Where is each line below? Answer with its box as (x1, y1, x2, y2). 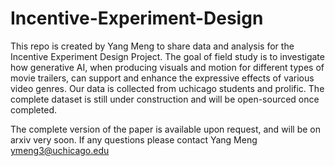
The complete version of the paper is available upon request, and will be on (10, 123, 322, 135)
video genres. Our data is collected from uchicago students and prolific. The (10, 82, 325, 94)
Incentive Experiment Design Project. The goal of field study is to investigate (10, 50, 325, 62)
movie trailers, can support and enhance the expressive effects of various (10, 72, 315, 84)
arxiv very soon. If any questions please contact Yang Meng (10, 133, 258, 146)
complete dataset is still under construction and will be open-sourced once (10, 93, 320, 105)
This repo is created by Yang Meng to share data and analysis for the (10, 40, 295, 52)
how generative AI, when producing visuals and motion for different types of (10, 61, 325, 73)
